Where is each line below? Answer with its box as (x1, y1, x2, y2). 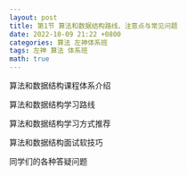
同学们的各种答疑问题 (9, 156, 87, 166)
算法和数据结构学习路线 (9, 99, 95, 110)
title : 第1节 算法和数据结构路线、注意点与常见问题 (9, 21, 178, 30)
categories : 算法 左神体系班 (9, 37, 109, 47)
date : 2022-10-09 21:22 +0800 (9, 29, 122, 38)
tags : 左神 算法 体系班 (9, 46, 88, 55)
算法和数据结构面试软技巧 (9, 137, 103, 147)
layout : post (9, 12, 58, 22)
